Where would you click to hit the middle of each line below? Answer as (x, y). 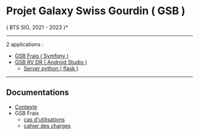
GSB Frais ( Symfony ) (42, 56)
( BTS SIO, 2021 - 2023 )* (37, 27)
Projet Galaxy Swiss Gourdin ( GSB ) (96, 11)
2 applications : (25, 44)
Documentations (38, 93)
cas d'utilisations (44, 119)
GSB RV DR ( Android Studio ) (51, 62)
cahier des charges (47, 126)
